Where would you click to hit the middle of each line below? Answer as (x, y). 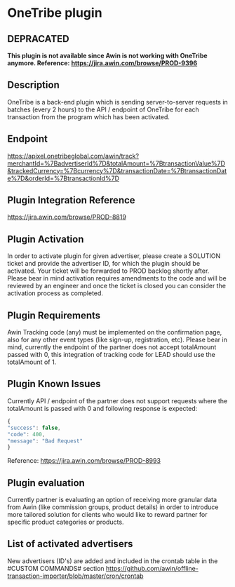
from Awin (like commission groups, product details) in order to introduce (113, 507)
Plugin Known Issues (54, 384)
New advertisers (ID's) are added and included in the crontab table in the (113, 561)
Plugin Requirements (54, 315)
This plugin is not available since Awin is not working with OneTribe (108, 55)
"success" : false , (34, 428)
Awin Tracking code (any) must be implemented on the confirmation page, (115, 332)
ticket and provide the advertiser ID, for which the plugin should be (104, 264)
